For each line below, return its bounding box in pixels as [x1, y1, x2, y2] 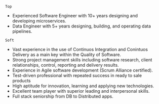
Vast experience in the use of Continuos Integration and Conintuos [12, 47, 148, 52]
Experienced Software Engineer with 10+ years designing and [12, 13, 138, 19]
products [12, 78, 31, 83]
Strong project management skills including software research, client [12, 57, 153, 63]
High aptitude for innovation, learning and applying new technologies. [12, 83, 155, 89]
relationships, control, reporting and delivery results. [12, 62, 119, 68]
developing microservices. [12, 18, 67, 24]
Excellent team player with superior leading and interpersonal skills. [12, 88, 150, 94]
